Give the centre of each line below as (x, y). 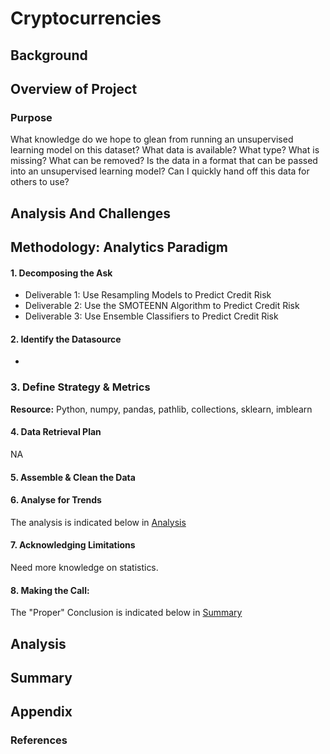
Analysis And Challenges (90, 213)
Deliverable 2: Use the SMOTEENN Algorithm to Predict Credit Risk (162, 306)
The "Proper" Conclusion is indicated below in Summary (126, 613)
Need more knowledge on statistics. (84, 567)
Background (49, 55)
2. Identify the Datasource (66, 339)
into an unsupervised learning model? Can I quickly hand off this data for (160, 171)
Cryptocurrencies (86, 18)
